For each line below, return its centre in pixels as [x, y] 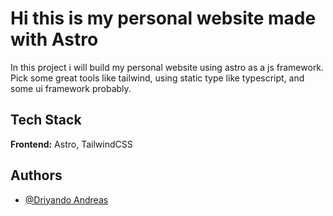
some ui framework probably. [71, 88]
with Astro [54, 39]
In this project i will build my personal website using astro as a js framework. [167, 67]
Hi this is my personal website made [163, 18]
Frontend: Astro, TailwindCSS [71, 144]
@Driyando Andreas [66, 199]
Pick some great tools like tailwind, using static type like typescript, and [157, 78]
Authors [36, 175]
